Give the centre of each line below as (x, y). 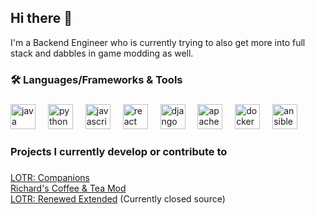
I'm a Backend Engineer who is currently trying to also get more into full (158, 42)
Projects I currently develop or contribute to (119, 151)
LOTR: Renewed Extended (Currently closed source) (118, 198)
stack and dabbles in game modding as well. (102, 53)
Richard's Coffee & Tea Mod (68, 188)
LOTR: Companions (50, 177)
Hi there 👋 (41, 18)
